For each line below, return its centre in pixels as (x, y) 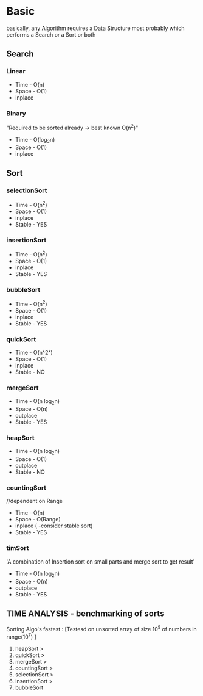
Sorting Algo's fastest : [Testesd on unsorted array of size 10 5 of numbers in (102, 629)
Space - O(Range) (38, 520)
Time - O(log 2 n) (35, 140)
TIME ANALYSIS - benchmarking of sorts (85, 613)
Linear (16, 71)
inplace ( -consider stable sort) (54, 526)
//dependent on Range (34, 501)
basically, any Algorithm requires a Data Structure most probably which (95, 28)
